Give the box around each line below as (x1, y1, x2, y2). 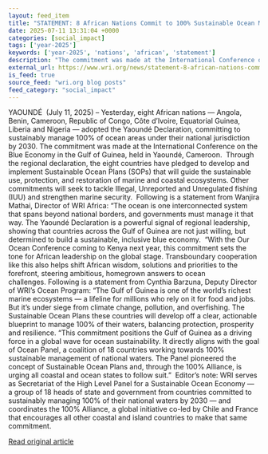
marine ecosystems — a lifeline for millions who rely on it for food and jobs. (8, 294, 256, 304)
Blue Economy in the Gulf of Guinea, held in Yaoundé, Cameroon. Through (8, 150, 254, 160)
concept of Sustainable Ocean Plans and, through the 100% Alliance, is (8, 362, 242, 372)
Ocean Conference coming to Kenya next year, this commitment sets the (8, 243, 247, 253)
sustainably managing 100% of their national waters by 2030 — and (8, 396, 231, 405)
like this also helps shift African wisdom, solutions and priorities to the (8, 260, 238, 270)
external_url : (8, 64, 56, 72)
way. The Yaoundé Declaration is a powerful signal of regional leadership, (8, 218, 250, 227)
